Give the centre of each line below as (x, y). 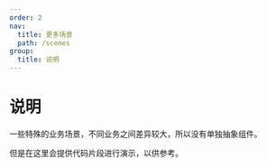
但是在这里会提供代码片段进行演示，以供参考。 (96, 153)
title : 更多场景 (46, 34)
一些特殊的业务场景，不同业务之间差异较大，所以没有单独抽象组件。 (136, 134)
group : (22, 51)
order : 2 (26, 18)
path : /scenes (44, 43)
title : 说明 (39, 60)
